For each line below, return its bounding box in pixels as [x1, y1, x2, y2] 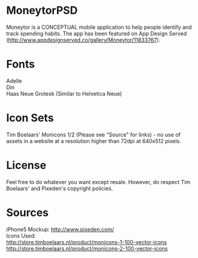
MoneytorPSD [6, 4, 78, 17]
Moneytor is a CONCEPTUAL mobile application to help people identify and [6, 23, 192, 31]
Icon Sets [6, 111, 54, 125]
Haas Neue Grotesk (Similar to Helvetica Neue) [6, 90, 122, 97]
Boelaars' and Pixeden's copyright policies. [6, 185, 113, 192]
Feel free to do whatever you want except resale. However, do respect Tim [6, 178, 191, 185]
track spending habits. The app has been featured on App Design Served [6, 29, 187, 37]
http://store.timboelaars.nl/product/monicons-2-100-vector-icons [6, 245, 168, 252]
